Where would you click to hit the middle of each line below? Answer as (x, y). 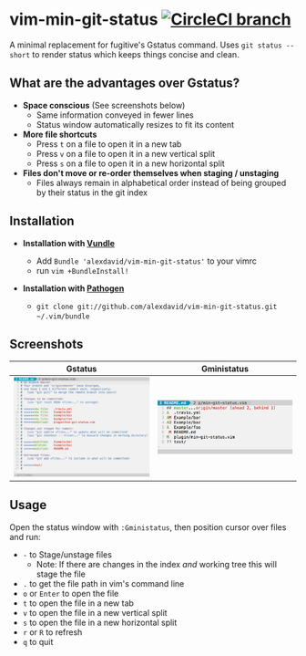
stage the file (61, 574)
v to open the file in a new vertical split (95, 612)
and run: (25, 536)
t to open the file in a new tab (78, 603)
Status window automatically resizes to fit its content (135, 124)
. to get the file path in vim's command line (103, 583)
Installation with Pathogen (73, 288)
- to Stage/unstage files (67, 554)
